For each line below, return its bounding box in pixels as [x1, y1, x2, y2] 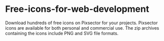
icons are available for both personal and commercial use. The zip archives [5, 25, 160, 31]
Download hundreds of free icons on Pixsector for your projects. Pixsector [5, 20, 158, 26]
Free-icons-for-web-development [5, 3, 150, 15]
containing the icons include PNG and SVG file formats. [5, 30, 119, 36]
